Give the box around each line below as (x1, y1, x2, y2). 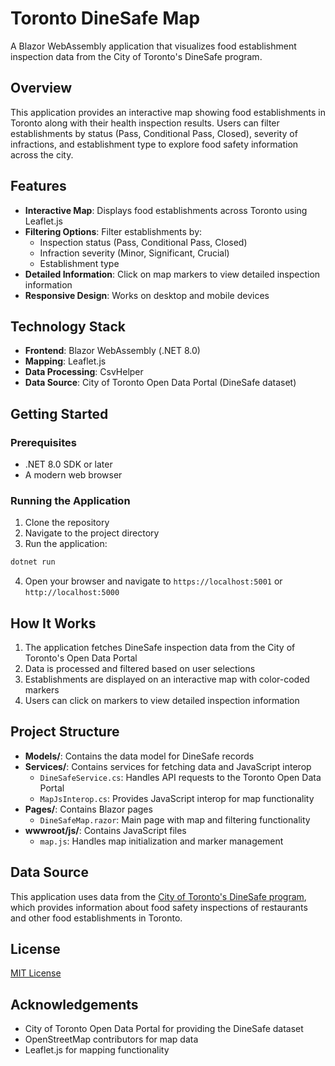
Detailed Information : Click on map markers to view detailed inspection (24, 268, 321, 280)
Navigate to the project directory (24, 527, 160, 539)
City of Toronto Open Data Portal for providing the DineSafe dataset (24, 1023, 304, 1035)
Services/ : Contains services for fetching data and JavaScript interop (24, 760, 312, 772)
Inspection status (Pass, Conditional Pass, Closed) (39, 236, 248, 248)
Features (10, 178, 67, 195)
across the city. (10, 148, 74, 161)
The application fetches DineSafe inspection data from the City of (24, 642, 296, 654)
